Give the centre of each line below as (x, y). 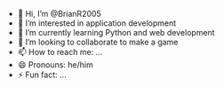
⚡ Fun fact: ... (42, 75)
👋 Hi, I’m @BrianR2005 (60, 14)
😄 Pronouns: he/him (55, 65)
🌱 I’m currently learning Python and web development (116, 32)
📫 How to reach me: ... (60, 52)
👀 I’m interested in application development (97, 23)
